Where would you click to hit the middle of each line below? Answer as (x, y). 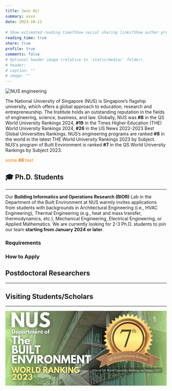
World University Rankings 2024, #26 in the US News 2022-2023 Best (80, 128)
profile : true (20, 49)
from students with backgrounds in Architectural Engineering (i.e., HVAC (81, 208)
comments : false (23, 54)
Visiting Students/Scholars (49, 296)
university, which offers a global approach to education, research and (79, 107)
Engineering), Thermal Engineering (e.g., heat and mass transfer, (74, 213)
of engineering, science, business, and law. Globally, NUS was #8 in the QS (85, 118)
